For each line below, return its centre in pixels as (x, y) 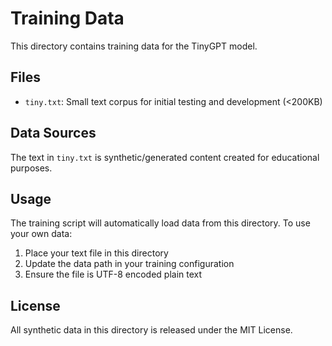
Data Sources (53, 133)
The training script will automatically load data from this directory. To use (160, 223)
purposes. (31, 168)
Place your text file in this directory (96, 253)
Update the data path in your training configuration (129, 264)
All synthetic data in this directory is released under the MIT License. (151, 330)
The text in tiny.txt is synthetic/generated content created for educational (165, 157)
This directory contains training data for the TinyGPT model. (134, 46)
